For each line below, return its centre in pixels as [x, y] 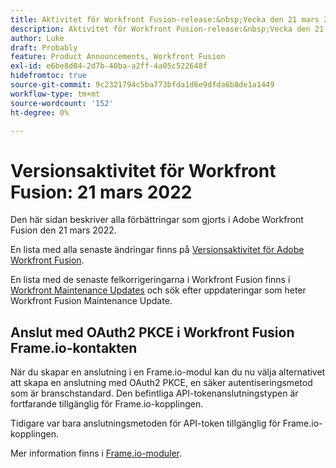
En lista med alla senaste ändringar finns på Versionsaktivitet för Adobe [157, 250]
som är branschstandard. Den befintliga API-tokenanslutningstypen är [154, 393]
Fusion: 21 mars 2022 [101, 192]
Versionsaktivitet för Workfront [143, 170]
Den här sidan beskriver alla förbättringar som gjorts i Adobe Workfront [157, 220]
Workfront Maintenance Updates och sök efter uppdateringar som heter [158, 290]
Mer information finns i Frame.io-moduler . [96, 453]
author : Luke [37, 38]
